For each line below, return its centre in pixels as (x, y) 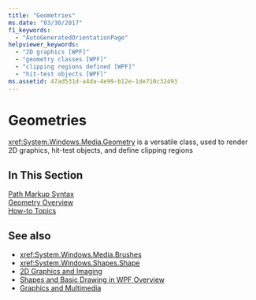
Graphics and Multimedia (60, 288)
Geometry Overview (41, 202)
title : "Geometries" (42, 15)
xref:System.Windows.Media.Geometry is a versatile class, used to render (128, 142)
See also (30, 236)
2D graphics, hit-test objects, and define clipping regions (100, 150)
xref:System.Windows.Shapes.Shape (80, 263)
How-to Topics (32, 211)
